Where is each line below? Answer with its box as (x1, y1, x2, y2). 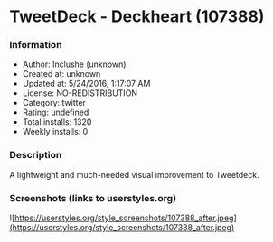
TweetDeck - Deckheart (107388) (9, 6, 265, 27)
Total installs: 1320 (22, 116, 92, 127)
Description (9, 149, 62, 162)
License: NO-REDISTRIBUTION (22, 88, 138, 98)
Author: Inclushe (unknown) (22, 59, 127, 70)
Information (9, 39, 62, 51)
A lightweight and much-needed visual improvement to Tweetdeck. (9, 169, 259, 180)
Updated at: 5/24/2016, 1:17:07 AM (22, 79, 151, 89)
